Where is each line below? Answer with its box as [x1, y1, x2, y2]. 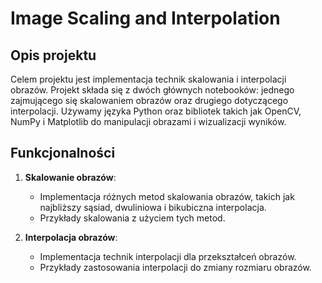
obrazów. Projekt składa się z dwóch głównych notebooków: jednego [10, 84, 295, 96]
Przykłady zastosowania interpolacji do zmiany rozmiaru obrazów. [39, 261, 312, 273]
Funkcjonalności [10, 145, 116, 162]
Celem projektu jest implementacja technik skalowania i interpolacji [10, 73, 287, 85]
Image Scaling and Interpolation [10, 7, 281, 30]
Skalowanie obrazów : [24, 171, 117, 183]
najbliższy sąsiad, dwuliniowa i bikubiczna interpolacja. [39, 201, 267, 213]
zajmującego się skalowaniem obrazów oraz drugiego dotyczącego [10, 95, 289, 106]
